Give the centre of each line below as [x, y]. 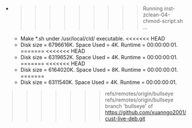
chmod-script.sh [163, 21]
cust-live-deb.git [125, 119]
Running [153, 9]
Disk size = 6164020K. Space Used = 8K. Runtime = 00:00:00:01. [99, 70]
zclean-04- [157, 15]
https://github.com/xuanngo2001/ [145, 112]
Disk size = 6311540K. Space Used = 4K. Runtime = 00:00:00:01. [99, 82]
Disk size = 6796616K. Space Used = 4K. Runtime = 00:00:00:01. [99, 45]
